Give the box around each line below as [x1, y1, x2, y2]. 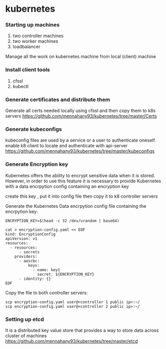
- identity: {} [18, 276, 51, 281]
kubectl [12, 83, 29, 89]
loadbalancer [12, 44, 41, 50]
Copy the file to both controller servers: [5, 289, 88, 296]
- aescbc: [18, 258, 40, 263]
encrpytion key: [5, 208, 38, 214]
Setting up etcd [5, 315, 44, 323]
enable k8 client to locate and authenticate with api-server [5, 143, 128, 149]
